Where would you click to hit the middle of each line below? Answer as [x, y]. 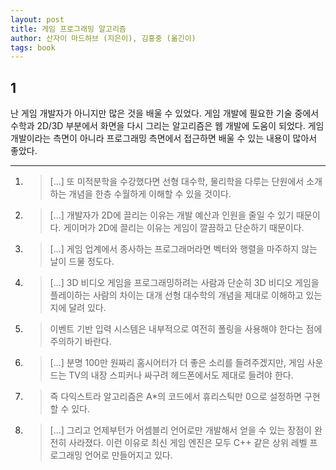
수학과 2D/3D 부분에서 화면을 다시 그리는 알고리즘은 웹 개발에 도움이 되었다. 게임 [167, 126]
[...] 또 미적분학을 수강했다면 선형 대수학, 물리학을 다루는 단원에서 [177, 182]
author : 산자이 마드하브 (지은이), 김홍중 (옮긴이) [103, 38]
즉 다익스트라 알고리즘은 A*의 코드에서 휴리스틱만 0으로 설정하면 [175, 397]
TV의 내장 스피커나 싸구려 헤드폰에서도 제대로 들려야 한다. [181, 375]
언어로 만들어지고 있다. [128, 455]
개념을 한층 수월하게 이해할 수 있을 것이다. [150, 194]
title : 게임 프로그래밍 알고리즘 [68, 29]
